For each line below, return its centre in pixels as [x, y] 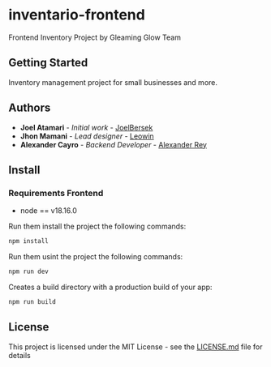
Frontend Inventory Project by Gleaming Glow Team [95, 37]
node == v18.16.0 [48, 211]
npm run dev [28, 272]
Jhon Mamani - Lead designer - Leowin [87, 136]
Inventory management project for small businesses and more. [113, 82]
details [19, 355]
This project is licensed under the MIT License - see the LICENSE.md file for [135, 347]
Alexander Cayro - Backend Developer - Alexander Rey [113, 144]
